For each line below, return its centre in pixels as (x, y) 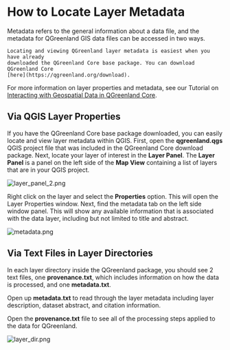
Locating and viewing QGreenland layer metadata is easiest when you (109, 51)
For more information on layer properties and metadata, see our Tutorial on (113, 87)
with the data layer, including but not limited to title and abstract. (98, 218)
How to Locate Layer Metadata (96, 12)
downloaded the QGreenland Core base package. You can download (101, 63)
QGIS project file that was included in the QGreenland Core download (105, 148)
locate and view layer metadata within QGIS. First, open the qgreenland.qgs (115, 140)
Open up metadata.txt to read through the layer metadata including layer (111, 298)
